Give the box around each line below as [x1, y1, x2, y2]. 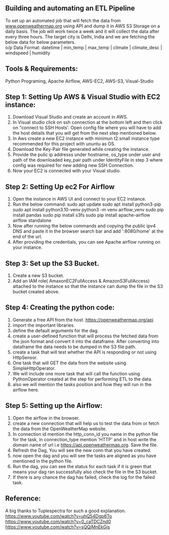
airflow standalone [12, 217, 52, 223]
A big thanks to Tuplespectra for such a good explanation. [5, 508, 126, 514]
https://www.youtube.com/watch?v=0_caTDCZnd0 [5, 518, 111, 524]
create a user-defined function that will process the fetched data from [12, 333, 158, 339]
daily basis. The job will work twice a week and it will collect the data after [5, 28, 159, 34]
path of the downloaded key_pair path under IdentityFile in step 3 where [12, 157, 163, 163]
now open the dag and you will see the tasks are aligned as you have [12, 452, 157, 458]
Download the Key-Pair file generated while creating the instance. [12, 146, 150, 152]
